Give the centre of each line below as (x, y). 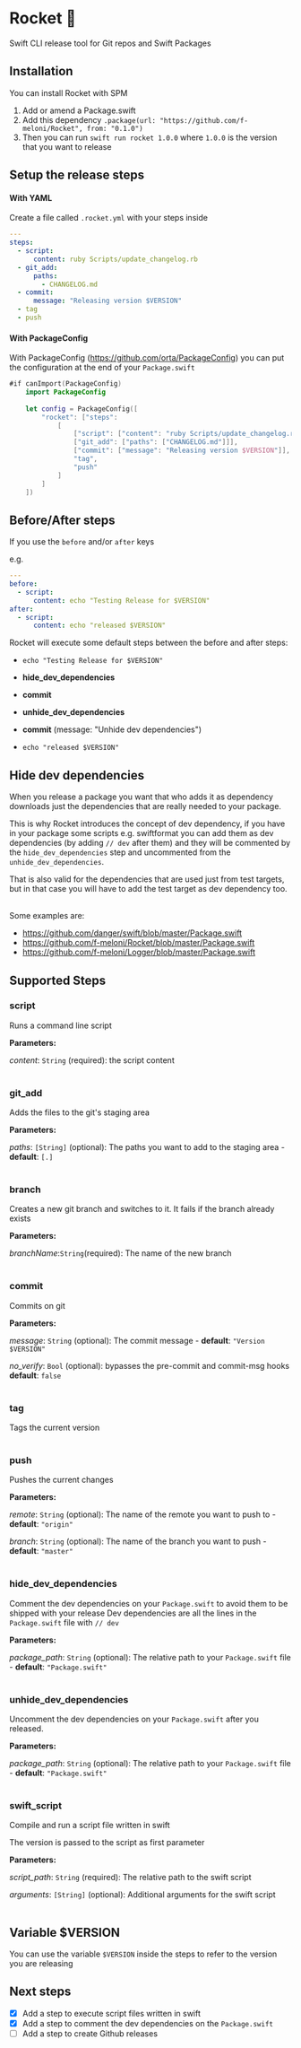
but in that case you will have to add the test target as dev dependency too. (149, 889)
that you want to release (67, 146)
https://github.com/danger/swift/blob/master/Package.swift (132, 933)
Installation (41, 71)
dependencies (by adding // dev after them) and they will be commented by (150, 843)
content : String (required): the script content (92, 1060)
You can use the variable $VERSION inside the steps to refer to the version (143, 1954)
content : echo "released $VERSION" (99, 626)
